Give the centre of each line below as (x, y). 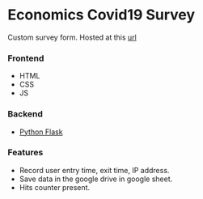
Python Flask (41, 132)
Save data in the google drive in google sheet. (96, 179)
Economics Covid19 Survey (101, 15)
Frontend (26, 58)
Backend (25, 114)
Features (25, 153)
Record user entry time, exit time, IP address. (94, 170)
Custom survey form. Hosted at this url (72, 37)
